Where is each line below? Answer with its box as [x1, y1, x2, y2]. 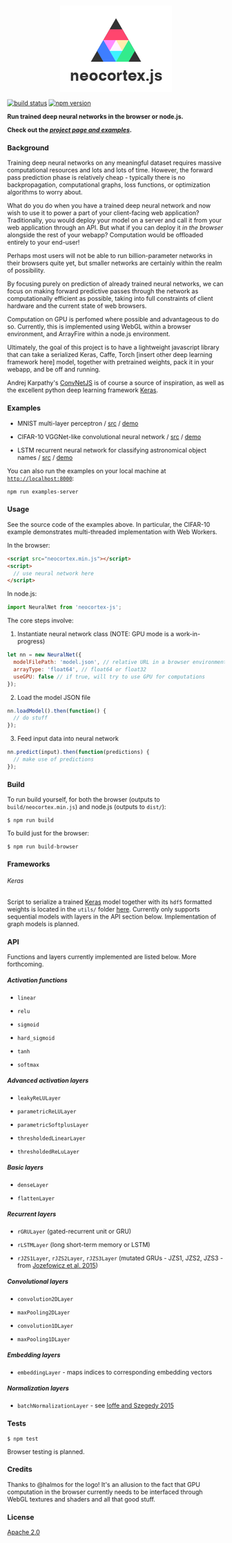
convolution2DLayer [17, 1296, 74, 1303]
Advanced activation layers [7, 1076, 89, 1084]
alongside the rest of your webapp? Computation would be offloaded [7, 231, 204, 239]
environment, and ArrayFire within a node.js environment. [7, 330, 171, 338]
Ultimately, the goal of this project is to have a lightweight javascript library [7, 343, 220, 351]
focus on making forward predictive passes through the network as [7, 287, 199, 295]
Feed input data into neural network [17, 734, 119, 743]
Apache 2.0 [7, 1528, 40, 1537]
